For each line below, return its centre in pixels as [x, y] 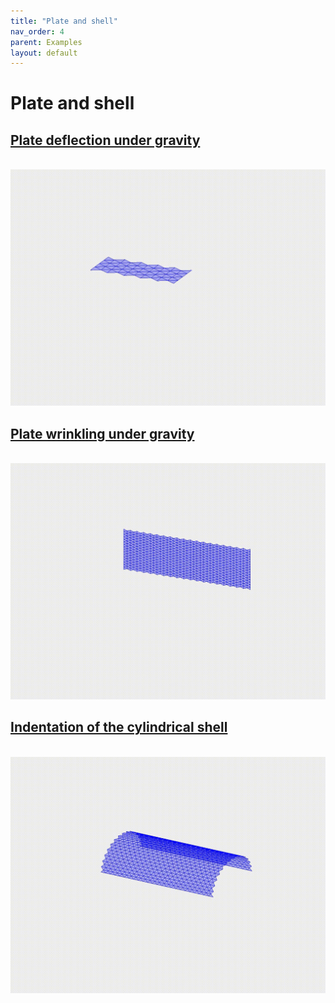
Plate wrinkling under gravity [102, 433]
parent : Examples [46, 42]
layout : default [44, 53]
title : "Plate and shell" [64, 21]
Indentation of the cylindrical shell [119, 727]
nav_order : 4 [37, 31]
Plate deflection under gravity [105, 140]
